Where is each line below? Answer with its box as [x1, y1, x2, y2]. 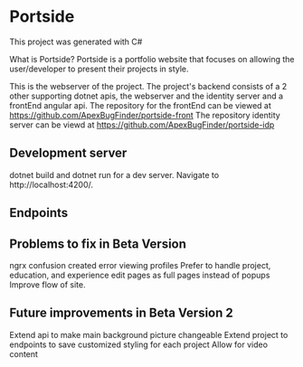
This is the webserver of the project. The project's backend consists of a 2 [9, 80, 288, 91]
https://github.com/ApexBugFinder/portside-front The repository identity [9, 109, 280, 120]
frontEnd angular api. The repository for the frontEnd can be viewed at [9, 99, 271, 110]
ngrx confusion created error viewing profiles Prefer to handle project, [9, 259, 271, 270]
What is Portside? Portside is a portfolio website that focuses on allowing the [9, 53, 295, 64]
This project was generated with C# [9, 36, 143, 47]
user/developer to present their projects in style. [9, 63, 189, 74]
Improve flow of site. [9, 278, 86, 290]
